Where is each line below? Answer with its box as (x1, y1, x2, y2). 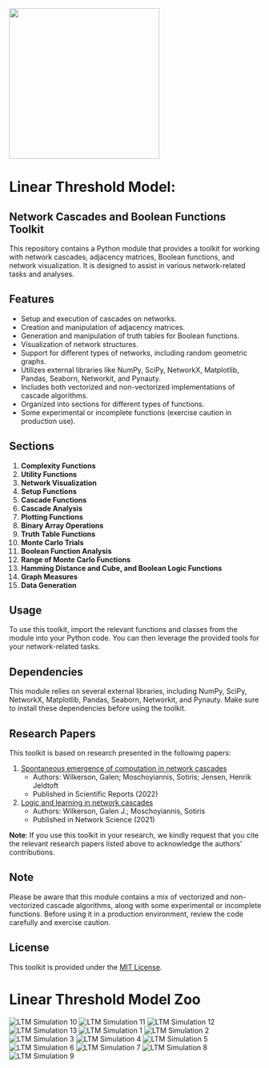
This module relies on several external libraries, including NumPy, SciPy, (9, 687, 247, 696)
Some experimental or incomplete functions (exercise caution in (20, 407, 232, 417)
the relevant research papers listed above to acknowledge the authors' (9, 839, 243, 849)
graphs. (20, 357, 46, 366)
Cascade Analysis (20, 503, 83, 513)
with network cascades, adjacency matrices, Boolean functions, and (9, 252, 235, 262)
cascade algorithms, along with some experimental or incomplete (46, 900, 262, 910)
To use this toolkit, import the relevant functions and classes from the (9, 625, 239, 634)
